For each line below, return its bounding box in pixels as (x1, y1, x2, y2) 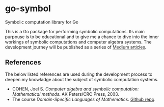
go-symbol (5, 3, 51, 14)
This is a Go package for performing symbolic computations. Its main (5, 28, 145, 34)
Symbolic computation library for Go (5, 19, 79, 25)
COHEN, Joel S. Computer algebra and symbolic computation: (12, 86, 139, 92)
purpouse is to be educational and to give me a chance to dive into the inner (5, 34, 160, 40)
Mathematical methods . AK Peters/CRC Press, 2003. (12, 91, 119, 97)
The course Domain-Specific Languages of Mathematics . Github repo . (12, 96, 156, 102)
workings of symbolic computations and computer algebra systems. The (5, 39, 152, 44)
